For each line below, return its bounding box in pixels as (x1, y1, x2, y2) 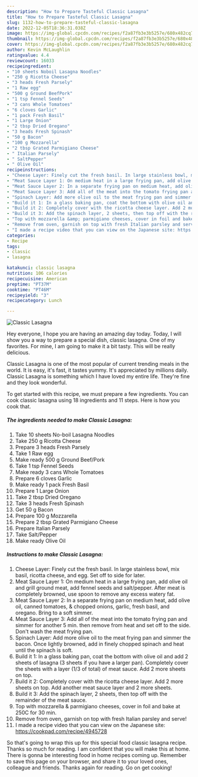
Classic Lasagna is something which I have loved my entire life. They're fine (6, 373, 190, 380)
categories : (6, 233, 36, 238)
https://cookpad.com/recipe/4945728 (15, 728, 108, 735)
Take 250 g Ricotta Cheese (15, 438, 81, 445)
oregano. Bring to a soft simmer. (15, 609, 93, 617)
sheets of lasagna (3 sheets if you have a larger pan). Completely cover (15, 659, 189, 667)
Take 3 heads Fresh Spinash (15, 500, 84, 507)
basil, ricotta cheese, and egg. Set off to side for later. (15, 572, 146, 579)
